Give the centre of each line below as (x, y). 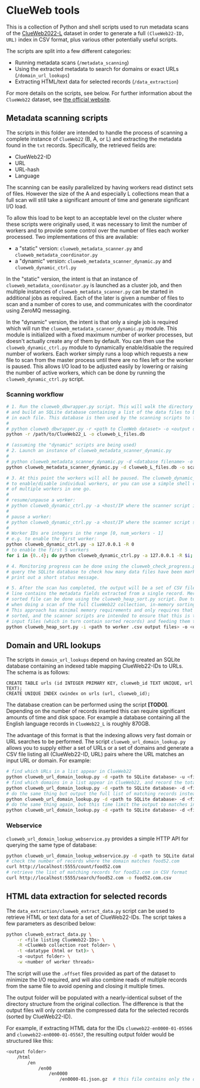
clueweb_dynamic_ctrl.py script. (45, 379)
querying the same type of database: (51, 845)
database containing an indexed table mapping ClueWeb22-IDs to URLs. (95, 666)
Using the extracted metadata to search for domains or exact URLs (97, 68)
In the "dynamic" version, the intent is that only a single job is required (92, 322)
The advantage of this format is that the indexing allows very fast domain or (99, 735)
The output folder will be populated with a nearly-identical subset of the (94, 997)
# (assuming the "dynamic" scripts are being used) (71, 445)
